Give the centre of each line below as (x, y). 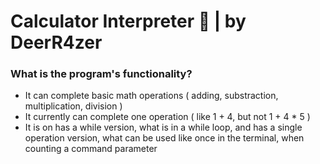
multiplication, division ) (73, 106)
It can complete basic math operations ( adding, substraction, (151, 96)
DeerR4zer (56, 42)
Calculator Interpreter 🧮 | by (128, 21)
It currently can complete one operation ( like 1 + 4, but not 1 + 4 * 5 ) (167, 117)
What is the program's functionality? (101, 74)
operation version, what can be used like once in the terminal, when (164, 138)
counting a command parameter (91, 149)
